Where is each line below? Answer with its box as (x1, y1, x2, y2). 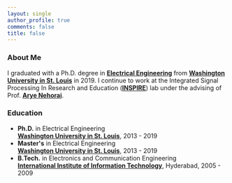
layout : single (7, 10, 52, 17)
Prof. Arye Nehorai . (7, 91, 64, 99)
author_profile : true (7, 17, 71, 24)
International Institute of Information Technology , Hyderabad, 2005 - (17, 161, 222, 170)
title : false (7, 29, 45, 37)
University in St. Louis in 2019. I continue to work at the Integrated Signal (7, 76, 219, 85)
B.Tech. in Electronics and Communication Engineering (17, 154, 177, 162)
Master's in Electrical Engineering (17, 139, 116, 147)
